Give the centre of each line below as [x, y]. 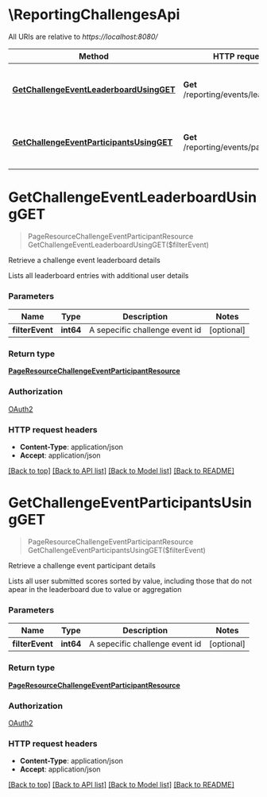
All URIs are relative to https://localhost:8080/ [83, 37]
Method [94, 56]
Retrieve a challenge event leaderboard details [84, 260]
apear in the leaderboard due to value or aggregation [95, 589]
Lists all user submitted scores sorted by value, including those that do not [130, 581]
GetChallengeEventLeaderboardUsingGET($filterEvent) [118, 245]
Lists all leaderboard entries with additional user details [99, 275]
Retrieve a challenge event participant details [82, 565]
